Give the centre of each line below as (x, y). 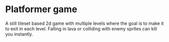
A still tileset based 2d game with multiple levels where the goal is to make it (85, 23)
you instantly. (19, 34)
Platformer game (41, 9)
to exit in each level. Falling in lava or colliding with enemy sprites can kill (81, 28)
